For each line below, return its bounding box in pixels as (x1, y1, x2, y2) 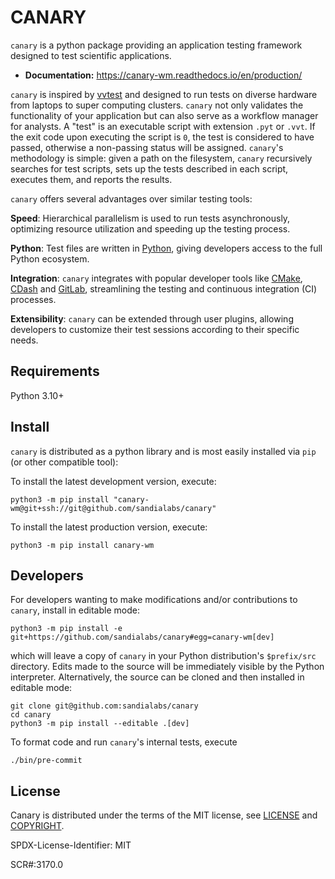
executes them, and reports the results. (10, 173, 173, 185)
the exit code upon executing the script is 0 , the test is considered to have (10, 131, 315, 143)
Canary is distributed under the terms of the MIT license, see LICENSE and (10, 809, 318, 821)
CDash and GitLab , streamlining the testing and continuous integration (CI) (10, 282, 318, 295)
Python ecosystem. (10, 252, 90, 265)
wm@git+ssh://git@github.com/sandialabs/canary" (10, 503, 217, 513)
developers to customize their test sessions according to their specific (10, 323, 300, 335)
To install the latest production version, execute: (10, 521, 208, 533)
